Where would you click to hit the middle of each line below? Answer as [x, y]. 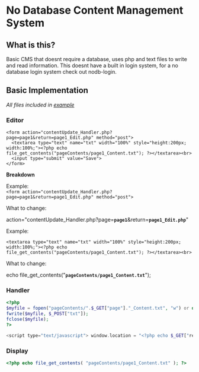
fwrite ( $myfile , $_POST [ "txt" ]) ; [47, 314]
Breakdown [20, 175]
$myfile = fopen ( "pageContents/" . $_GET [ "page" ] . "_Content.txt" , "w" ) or [98, 308]
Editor [15, 120]
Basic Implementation [47, 91]
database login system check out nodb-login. [61, 72]
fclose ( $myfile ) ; [28, 319]
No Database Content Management [95, 10]
